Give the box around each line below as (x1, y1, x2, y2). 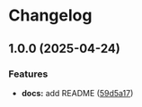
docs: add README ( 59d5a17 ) (21, 87, 134, 98)
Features (8, 68, 49, 80)
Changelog (8, 5, 93, 26)
